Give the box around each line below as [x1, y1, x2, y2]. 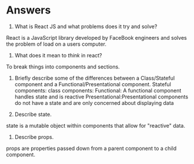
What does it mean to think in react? [14, 52, 102, 59]
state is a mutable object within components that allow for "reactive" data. [6, 122, 185, 129]
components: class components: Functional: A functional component [14, 87, 182, 94]
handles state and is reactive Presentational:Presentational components [14, 93, 189, 100]
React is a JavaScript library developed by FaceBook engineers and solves [6, 34, 187, 41]
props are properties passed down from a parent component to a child [6, 145, 177, 152]
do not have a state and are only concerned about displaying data [14, 99, 175, 106]
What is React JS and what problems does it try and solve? [14, 23, 158, 30]
